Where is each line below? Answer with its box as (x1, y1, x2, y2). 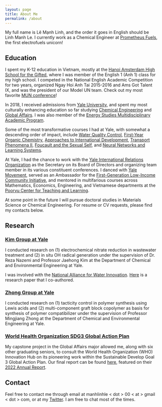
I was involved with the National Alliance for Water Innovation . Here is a (5, 272, 147, 277)
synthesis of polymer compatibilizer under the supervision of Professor (5, 310, 147, 316)
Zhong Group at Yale (5, 289, 54, 296)
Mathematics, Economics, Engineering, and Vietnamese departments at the (5, 182, 156, 188)
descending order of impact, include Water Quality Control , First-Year (5, 132, 144, 138)
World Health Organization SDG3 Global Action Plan (5, 333, 130, 340)
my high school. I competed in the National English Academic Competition (5, 77, 153, 83)
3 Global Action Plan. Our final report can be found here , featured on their (5, 359, 152, 365)
